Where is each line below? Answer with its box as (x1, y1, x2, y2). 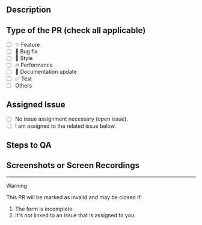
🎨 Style (14, 55, 33, 62)
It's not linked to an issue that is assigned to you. (14, 211, 136, 218)
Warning (6, 182, 27, 189)
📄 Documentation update (14, 68, 77, 76)
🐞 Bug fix (14, 48, 38, 55)
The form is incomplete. (14, 205, 74, 212)
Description (6, 5, 51, 15)
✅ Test (14, 75, 32, 82)
